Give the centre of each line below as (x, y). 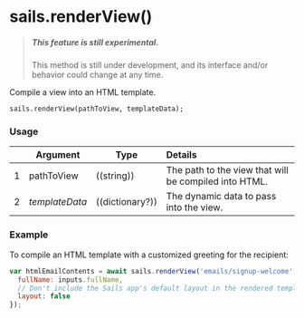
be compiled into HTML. (217, 181)
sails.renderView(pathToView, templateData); (96, 109)
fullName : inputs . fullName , (71, 279)
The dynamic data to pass (221, 197)
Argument (58, 155)
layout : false (44, 296)
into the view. (195, 207)
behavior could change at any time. (97, 75)
